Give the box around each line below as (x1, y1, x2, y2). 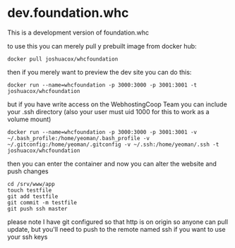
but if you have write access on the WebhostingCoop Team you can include (7, 100, 227, 108)
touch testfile (7, 187, 52, 194)
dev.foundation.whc (7, 5, 129, 21)
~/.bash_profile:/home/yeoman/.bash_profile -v (7, 135, 150, 142)
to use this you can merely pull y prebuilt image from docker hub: (7, 42, 197, 50)
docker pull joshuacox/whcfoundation (7, 55, 119, 63)
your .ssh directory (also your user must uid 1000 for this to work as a (7, 107, 210, 116)
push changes (7, 167, 49, 175)
